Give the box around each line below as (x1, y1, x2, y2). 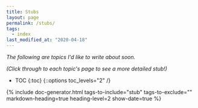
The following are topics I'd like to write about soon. (6, 54, 136, 60)
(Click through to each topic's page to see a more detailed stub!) (6, 65, 168, 72)
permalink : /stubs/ (6, 20, 56, 26)
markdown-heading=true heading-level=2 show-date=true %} (6, 95, 162, 102)
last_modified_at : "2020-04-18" (6, 37, 88, 43)
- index (11, 31, 31, 37)
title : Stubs (6, 8, 39, 15)
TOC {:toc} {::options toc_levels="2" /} (14, 77, 111, 84)
